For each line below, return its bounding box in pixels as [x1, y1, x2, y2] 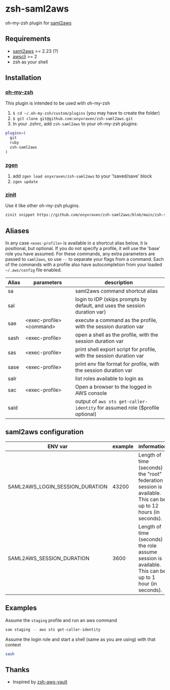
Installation [5, 74, 41, 82]
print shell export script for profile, [75, 346, 157, 353]
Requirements [5, 34, 51, 43]
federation [138, 476, 163, 484]
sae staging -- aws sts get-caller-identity [5, 627, 101, 632]
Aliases [5, 226, 29, 235]
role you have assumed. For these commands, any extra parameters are [5, 251, 155, 257]
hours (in [138, 508, 160, 515]
